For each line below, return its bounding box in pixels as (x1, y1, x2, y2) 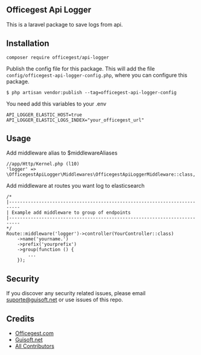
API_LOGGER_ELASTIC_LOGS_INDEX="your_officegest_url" (6, 117, 145, 123)
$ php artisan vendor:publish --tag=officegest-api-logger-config (6, 89, 177, 95)
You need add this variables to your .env (6, 100, 107, 107)
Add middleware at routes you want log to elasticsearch (6, 182, 145, 190)
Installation (6, 39, 49, 49)
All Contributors (14, 342, 54, 350)
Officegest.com (14, 330, 54, 337)
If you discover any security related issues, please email (6, 290, 146, 297)
